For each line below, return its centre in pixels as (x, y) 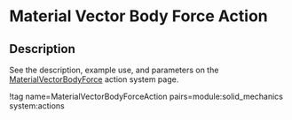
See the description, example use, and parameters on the (114, 70)
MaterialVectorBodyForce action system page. (94, 79)
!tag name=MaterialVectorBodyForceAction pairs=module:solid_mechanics (146, 96)
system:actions (37, 106)
